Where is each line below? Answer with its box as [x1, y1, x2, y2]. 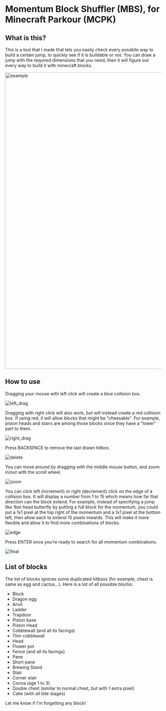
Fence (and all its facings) [12, 648, 65, 654]
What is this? [5, 34, 46, 42]
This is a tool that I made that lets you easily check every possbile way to [5, 47, 154, 52]
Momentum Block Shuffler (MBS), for [5, 3, 160, 15]
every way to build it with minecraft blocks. [5, 63, 93, 68]
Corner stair [12, 674, 37, 680]
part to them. [5, 425, 32, 431]
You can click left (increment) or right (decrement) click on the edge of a [5, 488, 153, 494]
